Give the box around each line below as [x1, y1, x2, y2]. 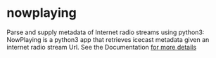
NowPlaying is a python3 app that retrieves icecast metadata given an [6, 35, 210, 43]
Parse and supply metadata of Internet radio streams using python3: [6, 28, 205, 36]
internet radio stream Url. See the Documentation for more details [6, 43, 197, 51]
